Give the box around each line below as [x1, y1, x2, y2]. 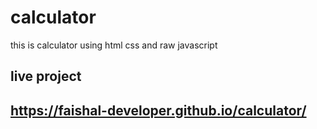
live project [10, 68, 82, 85]
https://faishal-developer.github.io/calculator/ [10, 102, 307, 119]
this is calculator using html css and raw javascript [10, 39, 218, 51]
